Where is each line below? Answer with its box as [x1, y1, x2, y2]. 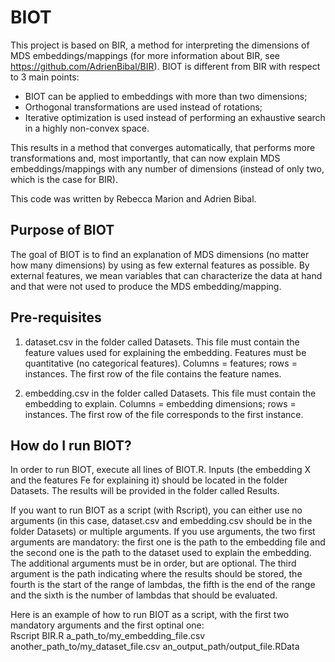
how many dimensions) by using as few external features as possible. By [10, 259, 310, 271]
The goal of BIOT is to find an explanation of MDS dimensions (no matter [10, 248, 310, 260]
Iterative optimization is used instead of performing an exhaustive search [24, 111, 326, 123]
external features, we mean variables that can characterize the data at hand [10, 269, 323, 281]
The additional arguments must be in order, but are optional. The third [10, 557, 297, 570]
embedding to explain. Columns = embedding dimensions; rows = [24, 397, 297, 410]
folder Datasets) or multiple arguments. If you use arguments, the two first [10, 526, 316, 538]
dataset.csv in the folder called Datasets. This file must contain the [24, 336, 300, 348]
